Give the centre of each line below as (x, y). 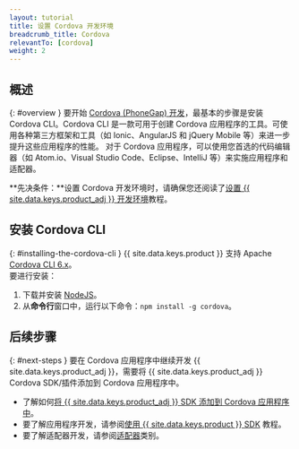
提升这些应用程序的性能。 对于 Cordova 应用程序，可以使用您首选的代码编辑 (150, 146)
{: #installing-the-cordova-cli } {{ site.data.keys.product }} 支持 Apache (141, 253)
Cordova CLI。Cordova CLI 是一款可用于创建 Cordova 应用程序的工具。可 (145, 124)
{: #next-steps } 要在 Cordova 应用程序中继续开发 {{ (105, 360)
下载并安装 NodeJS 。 (62, 294)
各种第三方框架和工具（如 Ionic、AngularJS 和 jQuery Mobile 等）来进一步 (154, 134)
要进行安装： (33, 275)
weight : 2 (28, 51)
